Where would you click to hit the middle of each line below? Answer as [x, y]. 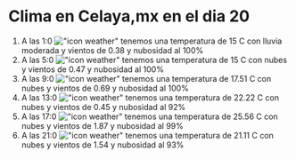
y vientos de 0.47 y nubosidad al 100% [92, 69]
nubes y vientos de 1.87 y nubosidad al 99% [103, 125]
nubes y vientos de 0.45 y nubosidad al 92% [103, 107]
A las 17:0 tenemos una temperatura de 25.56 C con [149, 116]
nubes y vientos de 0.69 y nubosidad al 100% [105, 88]
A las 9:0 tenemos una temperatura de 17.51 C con [146, 78]
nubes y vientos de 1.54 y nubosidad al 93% [103, 145]
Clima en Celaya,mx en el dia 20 [129, 16]
